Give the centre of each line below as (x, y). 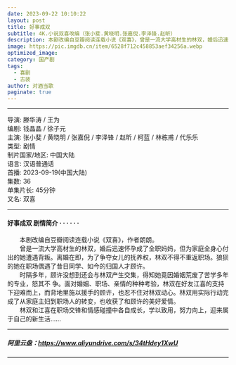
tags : (15, 66)
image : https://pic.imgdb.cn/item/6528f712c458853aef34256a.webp (105, 46)
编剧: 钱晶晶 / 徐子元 (37, 129)
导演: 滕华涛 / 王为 (33, 120)
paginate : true (29, 92)
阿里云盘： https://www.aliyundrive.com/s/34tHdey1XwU (93, 342)
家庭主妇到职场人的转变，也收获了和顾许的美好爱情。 (103, 301)
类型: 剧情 (21, 146)
